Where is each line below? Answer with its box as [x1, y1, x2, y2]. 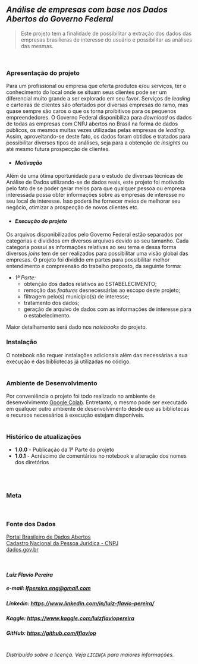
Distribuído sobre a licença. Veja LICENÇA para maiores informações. [6, 651, 174, 658]
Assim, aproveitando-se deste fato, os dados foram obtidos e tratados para [6, 133, 191, 140]
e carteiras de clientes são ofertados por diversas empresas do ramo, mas [6, 101, 188, 109]
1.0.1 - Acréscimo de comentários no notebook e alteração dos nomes [14, 452, 187, 460]
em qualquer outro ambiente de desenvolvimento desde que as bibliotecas [6, 405, 190, 413]
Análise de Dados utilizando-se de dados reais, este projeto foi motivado [6, 178, 184, 186]
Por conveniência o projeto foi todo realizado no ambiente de [6, 392, 156, 400]
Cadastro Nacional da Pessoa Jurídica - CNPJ [6, 540, 119, 546]
